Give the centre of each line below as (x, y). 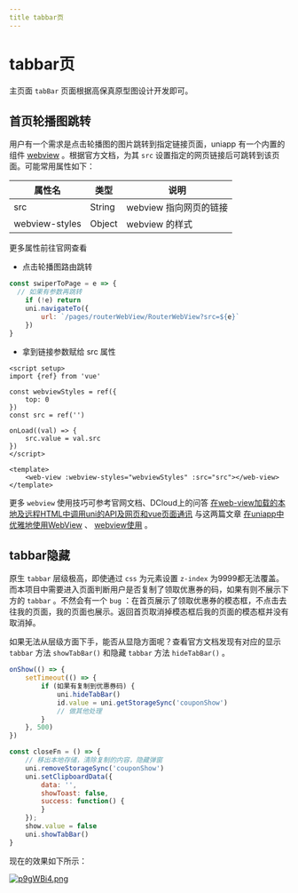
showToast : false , (75, 793)
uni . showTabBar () (57, 834)
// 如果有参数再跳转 (50, 292)
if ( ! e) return (53, 300)
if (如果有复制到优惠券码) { (88, 686)
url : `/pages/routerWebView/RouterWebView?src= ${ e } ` (141, 316)
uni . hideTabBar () (89, 694)
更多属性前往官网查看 (48, 248)
